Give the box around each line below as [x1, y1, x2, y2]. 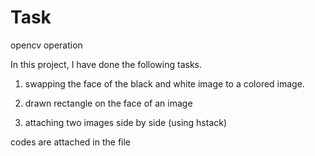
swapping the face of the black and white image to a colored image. [24, 77, 305, 90]
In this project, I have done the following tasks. [10, 58, 203, 70]
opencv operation [10, 39, 83, 51]
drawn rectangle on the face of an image [24, 97, 193, 109]
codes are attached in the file [10, 136, 132, 148]
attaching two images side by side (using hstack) [24, 116, 228, 128]
